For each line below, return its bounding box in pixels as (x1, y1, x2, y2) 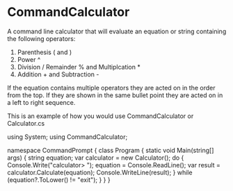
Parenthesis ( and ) (17, 48, 72, 56)
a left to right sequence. (7, 98, 76, 106)
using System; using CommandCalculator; (7, 133, 128, 141)
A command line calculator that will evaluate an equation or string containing (7, 27, 227, 35)
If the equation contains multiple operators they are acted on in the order (7, 83, 216, 92)
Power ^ (17, 55, 40, 63)
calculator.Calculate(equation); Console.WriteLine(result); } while (7, 168, 193, 176)
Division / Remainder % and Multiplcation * (17, 63, 140, 71)
